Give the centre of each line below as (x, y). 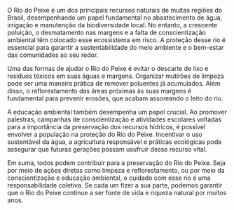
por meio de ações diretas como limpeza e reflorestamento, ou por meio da (116, 170)
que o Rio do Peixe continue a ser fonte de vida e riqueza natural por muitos (117, 193)
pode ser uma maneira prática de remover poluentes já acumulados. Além (114, 83)
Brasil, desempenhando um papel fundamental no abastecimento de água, (115, 18)
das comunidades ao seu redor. (53, 55)
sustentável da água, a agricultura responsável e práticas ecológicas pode (115, 142)
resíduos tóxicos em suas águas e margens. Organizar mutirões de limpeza (116, 76)
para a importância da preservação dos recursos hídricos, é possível (106, 127)
